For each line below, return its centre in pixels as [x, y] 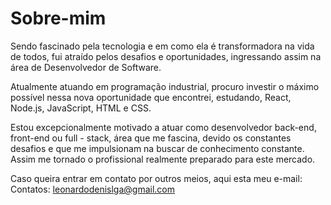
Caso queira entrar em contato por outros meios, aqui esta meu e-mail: [156, 178]
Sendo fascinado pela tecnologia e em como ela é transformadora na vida [162, 46]
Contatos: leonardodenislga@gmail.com [93, 189]
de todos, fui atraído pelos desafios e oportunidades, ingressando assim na [166, 56]
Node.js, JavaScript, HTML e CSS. [81, 108]
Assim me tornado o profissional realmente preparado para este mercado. [163, 159]
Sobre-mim [58, 18]
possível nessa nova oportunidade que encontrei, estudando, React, [151, 97]
